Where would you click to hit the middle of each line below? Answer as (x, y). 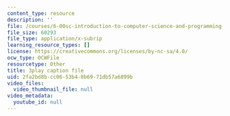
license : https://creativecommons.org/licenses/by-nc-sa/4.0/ (98, 52)
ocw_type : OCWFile (33, 58)
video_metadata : (30, 96)
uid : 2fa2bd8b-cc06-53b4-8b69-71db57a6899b (70, 77)
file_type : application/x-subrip (55, 39)
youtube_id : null (38, 102)
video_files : (26, 83)
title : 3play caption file (46, 70)
